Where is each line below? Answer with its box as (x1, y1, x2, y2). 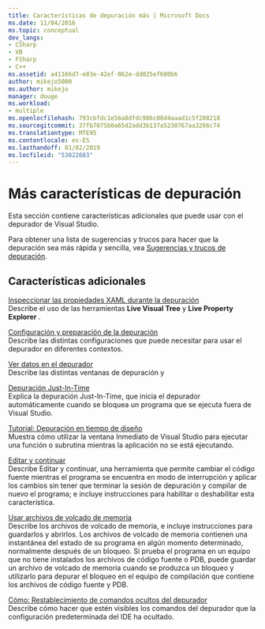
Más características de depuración (8, 185, 242, 203)
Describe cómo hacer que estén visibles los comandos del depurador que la (8, 604, 256, 612)
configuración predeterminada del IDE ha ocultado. (8, 612, 175, 621)
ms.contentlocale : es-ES (8, 136, 90, 144)
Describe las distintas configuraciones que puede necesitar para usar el (8, 336, 242, 345)
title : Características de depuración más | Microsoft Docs (8, 11, 211, 20)
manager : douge (8, 92, 58, 100)
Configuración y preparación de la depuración (8, 328, 159, 336)
